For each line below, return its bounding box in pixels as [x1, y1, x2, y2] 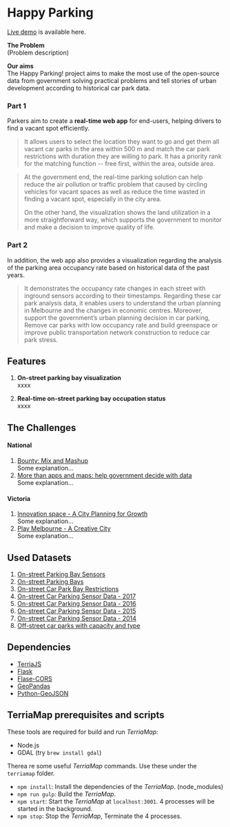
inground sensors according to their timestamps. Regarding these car [23, 292, 222, 300]
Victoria [7, 494, 31, 502]
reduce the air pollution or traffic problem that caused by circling [23, 180, 208, 189]
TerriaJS [17, 660, 42, 668]
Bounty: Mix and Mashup [17, 456, 88, 464]
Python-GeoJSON [17, 689, 69, 697]
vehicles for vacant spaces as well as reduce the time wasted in [23, 188, 205, 196]
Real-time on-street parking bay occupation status [17, 395, 167, 403]
